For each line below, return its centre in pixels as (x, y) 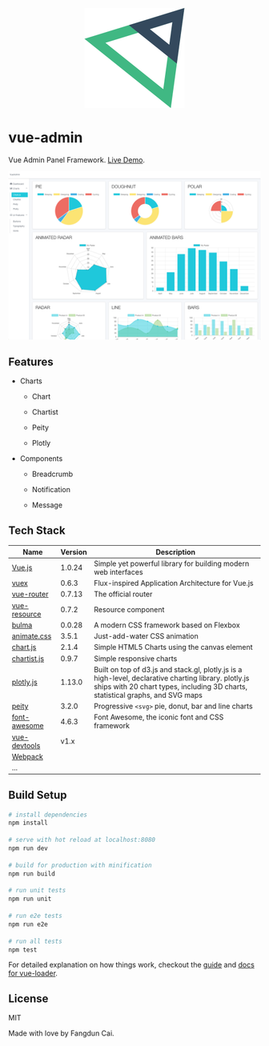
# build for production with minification (80, 865)
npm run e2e (28, 924)
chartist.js (28, 658)
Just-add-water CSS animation (146, 636)
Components (41, 459)
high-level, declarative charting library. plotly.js (171, 678)
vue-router (30, 594)
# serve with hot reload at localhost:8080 (82, 840)
